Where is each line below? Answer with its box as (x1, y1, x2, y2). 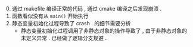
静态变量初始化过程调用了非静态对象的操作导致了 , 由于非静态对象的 (20, 27, 188, 34)
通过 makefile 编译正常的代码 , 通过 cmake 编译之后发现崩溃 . (11, 5, 162, 12)
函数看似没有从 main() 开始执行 (11, 12, 89, 19)
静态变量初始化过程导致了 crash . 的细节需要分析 (11, 20, 131, 26)
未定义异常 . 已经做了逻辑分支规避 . (20, 35, 107, 41)
